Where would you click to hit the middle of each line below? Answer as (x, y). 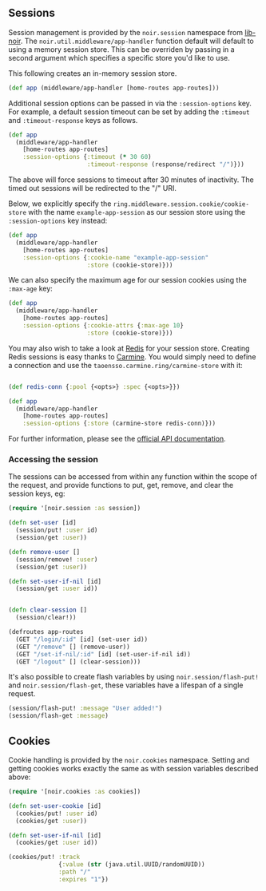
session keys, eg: (37, 493)
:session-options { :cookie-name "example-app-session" (116, 257)
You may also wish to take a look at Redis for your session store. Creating (129, 348)
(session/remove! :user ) (57, 559)
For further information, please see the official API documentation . (117, 439)
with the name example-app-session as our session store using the (137, 212)
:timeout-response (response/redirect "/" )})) (166, 164)
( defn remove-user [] (44, 552)
